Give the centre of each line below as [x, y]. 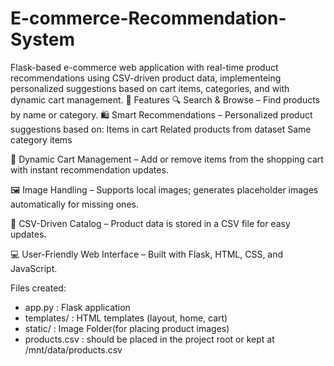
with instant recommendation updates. [89, 169]
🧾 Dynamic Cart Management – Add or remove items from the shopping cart [167, 159]
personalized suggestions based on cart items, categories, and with [150, 88]
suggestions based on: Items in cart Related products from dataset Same [161, 129]
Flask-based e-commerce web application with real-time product [144, 67]
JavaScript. [34, 268]
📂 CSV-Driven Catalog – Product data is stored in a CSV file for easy [150, 223]
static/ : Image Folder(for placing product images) [127, 328]
